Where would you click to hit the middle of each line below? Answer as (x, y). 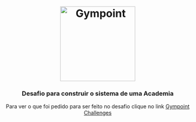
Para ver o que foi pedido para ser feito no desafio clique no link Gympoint (98, 106)
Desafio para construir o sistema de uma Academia (98, 94)
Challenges (98, 113)
